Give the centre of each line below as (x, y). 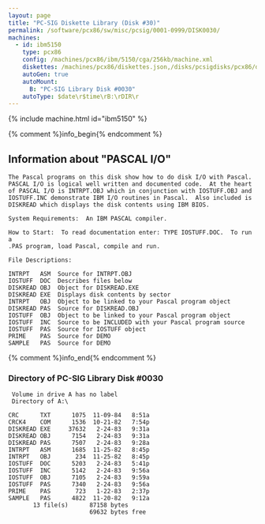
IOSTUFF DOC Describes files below (70, 281)
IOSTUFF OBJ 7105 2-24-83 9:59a (79, 478)
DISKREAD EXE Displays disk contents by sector (90, 295)
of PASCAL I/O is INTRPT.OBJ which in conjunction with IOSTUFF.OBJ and (130, 191)
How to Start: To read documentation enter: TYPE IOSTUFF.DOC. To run (130, 233)
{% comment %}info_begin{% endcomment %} (86, 134)
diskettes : (40, 67)
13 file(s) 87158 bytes (80, 505)
